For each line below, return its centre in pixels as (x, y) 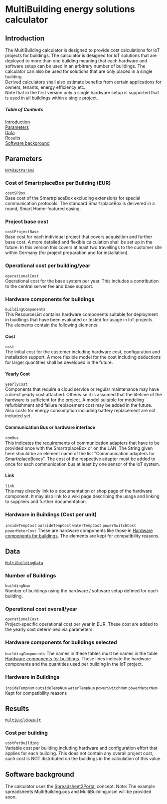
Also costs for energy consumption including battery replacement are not (81, 411)
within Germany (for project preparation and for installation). (67, 253)
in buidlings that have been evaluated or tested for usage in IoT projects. (79, 319)
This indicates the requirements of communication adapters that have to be (83, 443)
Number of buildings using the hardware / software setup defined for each (82, 591)
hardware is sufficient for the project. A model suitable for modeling (75, 400)
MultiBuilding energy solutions (70, 9)
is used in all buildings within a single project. (52, 98)
